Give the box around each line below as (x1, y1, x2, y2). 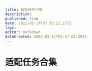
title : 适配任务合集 (5, 7, 43, 12)
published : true (5, 16, 38, 21)
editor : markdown (5, 30, 41, 35)
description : (5, 12, 32, 17)
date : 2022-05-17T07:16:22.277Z (5, 20, 71, 26)
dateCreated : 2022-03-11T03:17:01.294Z (5, 35, 87, 39)
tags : (5, 25, 16, 30)
